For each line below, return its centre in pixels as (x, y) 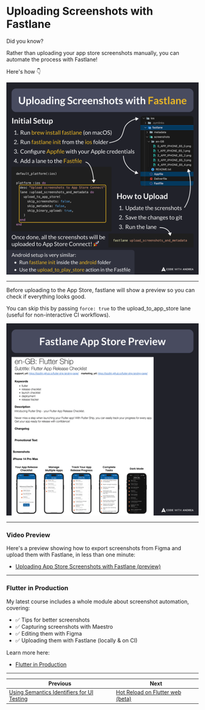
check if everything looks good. (46, 296)
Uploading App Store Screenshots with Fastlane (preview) (88, 567)
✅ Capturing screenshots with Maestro (64, 626)
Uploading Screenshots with (80, 11)
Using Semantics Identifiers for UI (51, 692)
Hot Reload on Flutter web (149, 692)
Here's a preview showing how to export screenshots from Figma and (94, 548)
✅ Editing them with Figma (49, 633)
